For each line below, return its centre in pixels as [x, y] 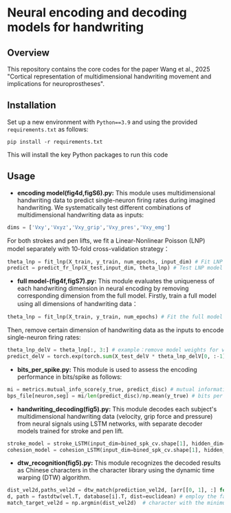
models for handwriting [76, 27]
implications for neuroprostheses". [56, 84]
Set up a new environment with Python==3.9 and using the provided [102, 122]
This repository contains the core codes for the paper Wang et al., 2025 [109, 69]
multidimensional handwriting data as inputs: [80, 215]
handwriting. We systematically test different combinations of [104, 207]
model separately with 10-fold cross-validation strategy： [88, 248]
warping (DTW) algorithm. [54, 478]
